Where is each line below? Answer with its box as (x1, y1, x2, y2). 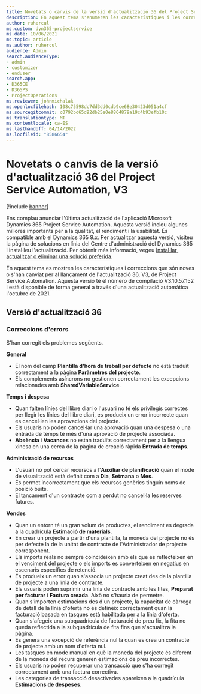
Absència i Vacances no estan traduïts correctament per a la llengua (14, 436, 186, 444)
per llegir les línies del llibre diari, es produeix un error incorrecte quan (14, 411, 188, 418)
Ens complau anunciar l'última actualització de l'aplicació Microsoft (6, 214, 172, 222)
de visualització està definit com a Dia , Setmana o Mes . (14, 472, 153, 480)
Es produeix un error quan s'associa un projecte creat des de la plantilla (14, 572, 192, 579)
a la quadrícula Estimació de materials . (14, 528, 112, 535)
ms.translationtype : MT (6, 115, 66, 121)
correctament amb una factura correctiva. (14, 668, 118, 675)
